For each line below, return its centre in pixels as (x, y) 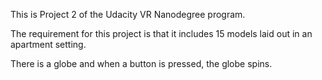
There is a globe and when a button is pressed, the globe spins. (141, 63)
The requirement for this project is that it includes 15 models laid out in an (161, 33)
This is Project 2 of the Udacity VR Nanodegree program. (128, 14)
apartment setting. (48, 44)
